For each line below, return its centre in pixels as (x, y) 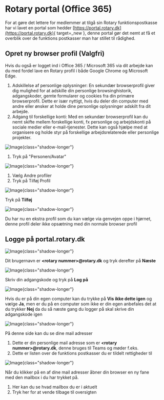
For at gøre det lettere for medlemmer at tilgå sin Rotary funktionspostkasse (81, 23)
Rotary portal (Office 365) (59, 9)
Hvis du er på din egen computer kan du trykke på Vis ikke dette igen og (79, 299)
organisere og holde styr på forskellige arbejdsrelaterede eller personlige (85, 132)
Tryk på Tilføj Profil (31, 180)
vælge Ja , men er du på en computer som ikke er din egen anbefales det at (81, 304)
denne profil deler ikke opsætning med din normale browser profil (71, 224)
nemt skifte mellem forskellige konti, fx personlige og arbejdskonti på (82, 122)
